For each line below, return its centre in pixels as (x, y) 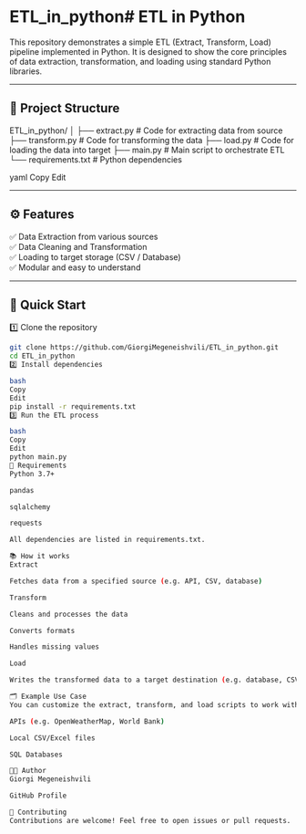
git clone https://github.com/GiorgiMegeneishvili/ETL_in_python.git (144, 348)
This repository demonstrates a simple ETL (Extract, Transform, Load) (140, 42)
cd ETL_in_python (42, 356)
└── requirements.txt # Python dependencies (96, 159)
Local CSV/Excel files (52, 738)
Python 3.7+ (32, 474)
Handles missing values (55, 647)
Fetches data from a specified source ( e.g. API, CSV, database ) (136, 581)
